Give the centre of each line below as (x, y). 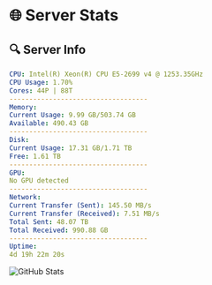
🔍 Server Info (48, 49)
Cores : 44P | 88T (41, 90)
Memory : (23, 107)
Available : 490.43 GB (49, 124)
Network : (25, 198)
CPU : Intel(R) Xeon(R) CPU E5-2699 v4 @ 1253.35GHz (106, 74)
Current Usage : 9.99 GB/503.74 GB (73, 116)
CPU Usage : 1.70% (41, 82)
